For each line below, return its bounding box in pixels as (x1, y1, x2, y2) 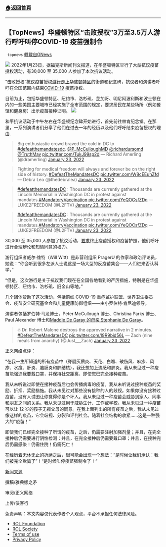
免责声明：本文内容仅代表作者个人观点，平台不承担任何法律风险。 (5, 511, 139, 517)
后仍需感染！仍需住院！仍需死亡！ (5, 441, 75, 447)
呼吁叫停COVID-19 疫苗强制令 (11, 37, 103, 46)
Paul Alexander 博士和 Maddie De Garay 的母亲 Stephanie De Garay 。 (5, 317, 146, 323)
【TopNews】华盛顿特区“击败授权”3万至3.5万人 (5, 28, 154, 37)
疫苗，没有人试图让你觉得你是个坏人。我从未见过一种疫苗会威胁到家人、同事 (5, 394, 161, 400)
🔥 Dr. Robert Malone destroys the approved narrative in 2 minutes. (17, 327, 153, 333)
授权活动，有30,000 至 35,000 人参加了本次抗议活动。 (5, 68, 116, 74)
